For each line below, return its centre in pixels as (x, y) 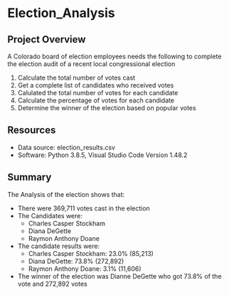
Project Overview (47, 39)
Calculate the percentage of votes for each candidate (96, 100)
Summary (30, 177)
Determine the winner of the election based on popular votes (107, 108)
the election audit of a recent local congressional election (91, 64)
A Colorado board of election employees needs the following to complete (114, 56)
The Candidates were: (50, 215)
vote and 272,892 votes (52, 284)
